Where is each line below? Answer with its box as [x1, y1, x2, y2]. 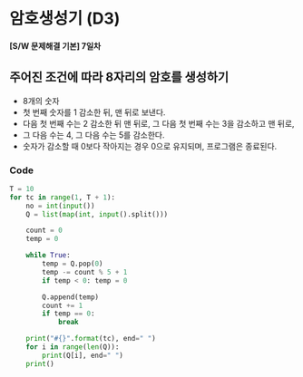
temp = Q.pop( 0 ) [42, 259, 103, 268]
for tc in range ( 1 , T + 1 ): [9, 192, 116, 202]
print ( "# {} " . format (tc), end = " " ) [25, 334, 156, 343]
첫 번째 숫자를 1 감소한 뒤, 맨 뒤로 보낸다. [22, 106, 166, 118]
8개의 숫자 [22, 95, 60, 106]
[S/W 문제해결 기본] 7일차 [9, 40, 102, 51]
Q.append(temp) [42, 292, 100, 302]
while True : [25, 251, 71, 260]
